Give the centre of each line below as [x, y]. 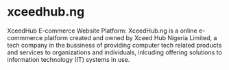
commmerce [25, 37]
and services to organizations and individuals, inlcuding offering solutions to [115, 52]
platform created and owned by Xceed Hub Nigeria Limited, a [131, 37]
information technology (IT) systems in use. [69, 59]
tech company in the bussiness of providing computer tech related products [114, 45]
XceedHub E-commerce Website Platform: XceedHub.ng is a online [102, 31]
